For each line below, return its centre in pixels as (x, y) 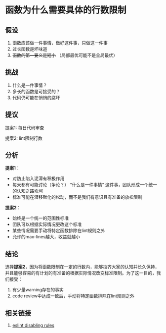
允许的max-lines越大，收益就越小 (46, 237)
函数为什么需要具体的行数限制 (66, 10)
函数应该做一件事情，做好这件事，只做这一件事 (60, 43)
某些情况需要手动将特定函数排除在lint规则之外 (59, 230)
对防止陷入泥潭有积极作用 (38, 178)
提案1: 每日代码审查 (25, 127)
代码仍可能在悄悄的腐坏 (36, 98)
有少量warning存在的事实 (38, 290)
